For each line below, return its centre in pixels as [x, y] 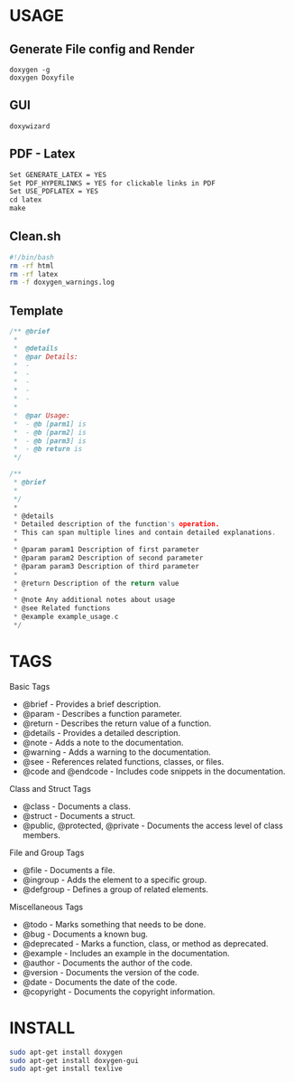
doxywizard [30, 126]
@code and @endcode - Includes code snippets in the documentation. [154, 771]
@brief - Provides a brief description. [92, 704]
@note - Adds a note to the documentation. [103, 742]
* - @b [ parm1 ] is [50, 424]
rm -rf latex [34, 274]
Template [37, 310]
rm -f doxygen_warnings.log [62, 282]
